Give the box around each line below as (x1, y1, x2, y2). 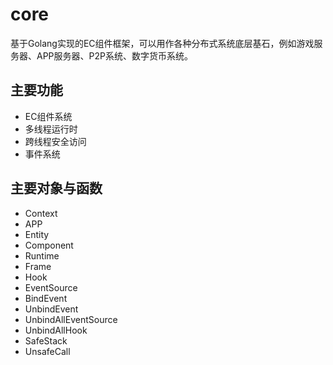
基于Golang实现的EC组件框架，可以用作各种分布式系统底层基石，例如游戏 (10, 37, 315, 49)
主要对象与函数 (10, 180, 103, 197)
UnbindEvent (24, 303, 79, 315)
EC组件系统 (24, 110, 73, 122)
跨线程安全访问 (24, 135, 87, 147)
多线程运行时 (24, 123, 78, 135)
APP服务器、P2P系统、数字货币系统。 (36, 49, 193, 62)
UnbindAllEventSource (24, 313, 118, 325)
